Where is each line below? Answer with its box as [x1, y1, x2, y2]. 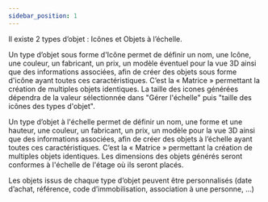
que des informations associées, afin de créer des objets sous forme [8, 66, 237, 77]
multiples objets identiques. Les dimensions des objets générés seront [8, 151, 243, 161]
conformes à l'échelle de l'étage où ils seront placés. [8, 159, 184, 170]
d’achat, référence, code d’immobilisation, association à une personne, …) [8, 183, 254, 194]
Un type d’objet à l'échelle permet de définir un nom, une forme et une [8, 116, 243, 126]
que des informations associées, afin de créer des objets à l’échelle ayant [8, 134, 253, 144]
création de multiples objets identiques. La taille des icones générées [8, 84, 239, 94]
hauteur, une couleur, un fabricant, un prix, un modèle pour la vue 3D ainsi [8, 125, 256, 135]
